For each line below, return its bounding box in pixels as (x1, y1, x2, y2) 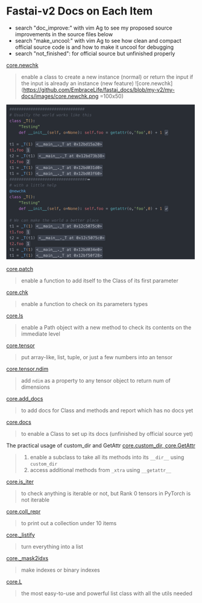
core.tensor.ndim (6, 365, 49, 372)
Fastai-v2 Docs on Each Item (6, 4, 153, 18)
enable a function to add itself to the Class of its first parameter (21, 277, 179, 284)
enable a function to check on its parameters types (21, 301, 148, 308)
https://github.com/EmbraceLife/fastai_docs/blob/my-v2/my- (23, 86, 175, 93)
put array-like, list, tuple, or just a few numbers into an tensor (21, 354, 173, 361)
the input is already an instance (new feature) (21, 80, 134, 87)
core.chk (6, 289, 28, 296)
